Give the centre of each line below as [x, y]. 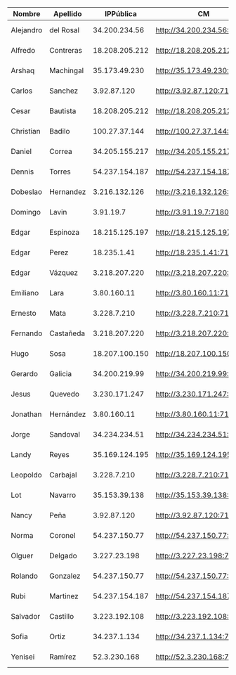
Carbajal [63, 475]
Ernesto [24, 313]
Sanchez [64, 91]
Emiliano [25, 293]
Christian [26, 131]
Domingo [26, 212]
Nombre [27, 14]
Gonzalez [65, 576]
